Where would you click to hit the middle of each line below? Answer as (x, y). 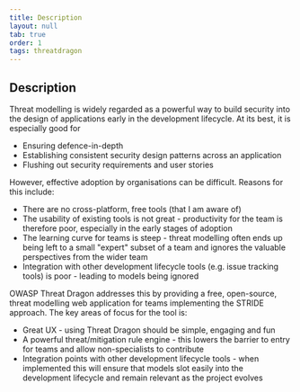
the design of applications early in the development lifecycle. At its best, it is (150, 119)
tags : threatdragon (46, 51)
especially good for (45, 128)
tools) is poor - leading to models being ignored (110, 276)
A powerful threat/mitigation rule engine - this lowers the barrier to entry (156, 339)
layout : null (34, 26)
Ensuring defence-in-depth (73, 146)
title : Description (46, 18)
